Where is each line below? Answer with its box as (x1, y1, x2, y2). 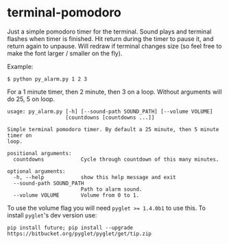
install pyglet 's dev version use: (7, 211, 97, 219)
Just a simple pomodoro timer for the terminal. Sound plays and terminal (7, 27, 212, 36)
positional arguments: (7, 150, 72, 157)
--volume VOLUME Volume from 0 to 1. (13, 191, 139, 199)
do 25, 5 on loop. (7, 94, 55, 103)
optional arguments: (7, 167, 67, 175)
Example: (7, 62, 34, 70)
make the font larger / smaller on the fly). (7, 49, 123, 57)
